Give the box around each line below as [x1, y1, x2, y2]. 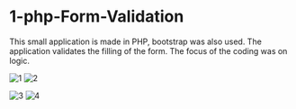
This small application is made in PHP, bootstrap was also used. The [9, 36, 263, 47]
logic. [9, 55, 30, 66]
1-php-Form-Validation [9, 6, 184, 27]
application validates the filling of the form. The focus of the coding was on [9, 45, 288, 56]
